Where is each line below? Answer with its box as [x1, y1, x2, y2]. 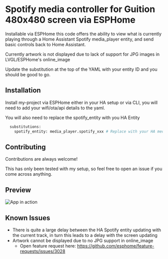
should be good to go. [5, 71, 51, 77]
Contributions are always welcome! [5, 156, 78, 162]
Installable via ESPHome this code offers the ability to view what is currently [5, 31, 161, 37]
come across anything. [5, 171, 52, 177]
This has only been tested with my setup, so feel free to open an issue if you [5, 166, 162, 172]
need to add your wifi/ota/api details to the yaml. [5, 104, 105, 111]
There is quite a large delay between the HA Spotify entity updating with [12, 227, 161, 233]
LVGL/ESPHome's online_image [5, 56, 70, 62]
